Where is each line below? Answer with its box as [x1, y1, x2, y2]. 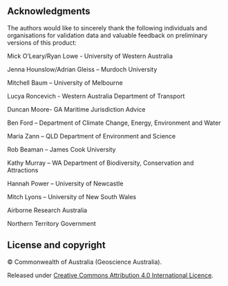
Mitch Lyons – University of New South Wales [7, 192, 137, 201]
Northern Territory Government [7, 219, 97, 227]
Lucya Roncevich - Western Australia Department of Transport [7, 92, 185, 100]
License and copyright [7, 239, 106, 251]
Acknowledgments [7, 6, 91, 17]
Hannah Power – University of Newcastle [7, 179, 124, 187]
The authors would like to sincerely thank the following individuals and [7, 23, 207, 32]
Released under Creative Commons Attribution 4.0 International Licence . [7, 271, 214, 279]
